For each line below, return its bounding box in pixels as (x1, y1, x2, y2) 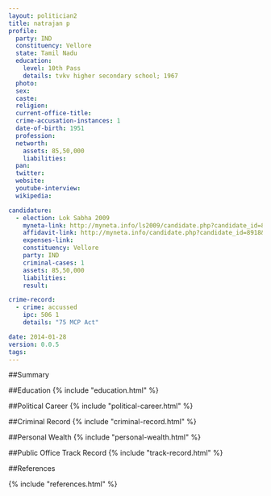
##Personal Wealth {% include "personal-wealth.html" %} (8, 432, 202, 442)
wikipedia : (15, 191, 52, 200)
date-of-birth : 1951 (15, 124, 85, 132)
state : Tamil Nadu (15, 49, 78, 57)
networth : (15, 139, 48, 148)
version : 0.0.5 (8, 340, 60, 348)
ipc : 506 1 (23, 311, 60, 319)
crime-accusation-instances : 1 (15, 117, 121, 125)
